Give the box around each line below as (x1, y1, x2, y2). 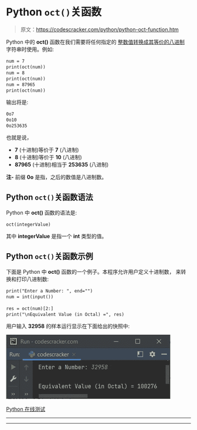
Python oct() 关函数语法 (6, 192, 94, 203)
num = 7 (6, 58, 25, 64)
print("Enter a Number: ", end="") (6, 288, 93, 294)
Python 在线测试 (6, 405, 46, 412)
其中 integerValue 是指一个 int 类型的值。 (6, 233, 107, 240)
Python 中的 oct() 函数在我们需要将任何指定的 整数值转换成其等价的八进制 (6, 38, 185, 45)
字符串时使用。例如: (6, 45, 55, 53)
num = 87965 (6, 82, 35, 88)
